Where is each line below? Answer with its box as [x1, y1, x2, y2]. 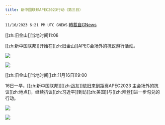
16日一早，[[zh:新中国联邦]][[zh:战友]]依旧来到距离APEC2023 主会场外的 [5, 83, 155, 89]
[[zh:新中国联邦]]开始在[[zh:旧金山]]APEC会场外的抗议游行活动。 [5, 43, 138, 49]
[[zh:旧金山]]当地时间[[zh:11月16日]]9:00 [5, 72, 87, 78]
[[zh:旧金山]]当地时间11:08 [5, 32, 59, 38]
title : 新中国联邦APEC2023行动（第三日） [5, 7, 83, 12]
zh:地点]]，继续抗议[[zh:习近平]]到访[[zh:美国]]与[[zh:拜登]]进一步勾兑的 [12, 89, 160, 95]
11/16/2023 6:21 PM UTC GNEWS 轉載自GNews [5, 21, 97, 27]
